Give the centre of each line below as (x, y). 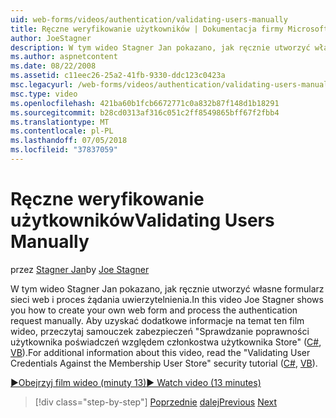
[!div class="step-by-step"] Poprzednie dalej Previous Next (156, 402)
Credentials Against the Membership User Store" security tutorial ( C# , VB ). (164, 363)
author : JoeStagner (51, 38)
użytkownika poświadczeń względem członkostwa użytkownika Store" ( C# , (166, 342)
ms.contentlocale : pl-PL (62, 131)
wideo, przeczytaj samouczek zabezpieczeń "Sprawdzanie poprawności (160, 331)
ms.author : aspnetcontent (64, 57)
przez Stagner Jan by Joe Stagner (80, 269)
